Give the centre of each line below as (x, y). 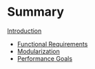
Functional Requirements (52, 44)
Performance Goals (45, 58)
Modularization (38, 51)
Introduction (24, 31)
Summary (35, 12)
